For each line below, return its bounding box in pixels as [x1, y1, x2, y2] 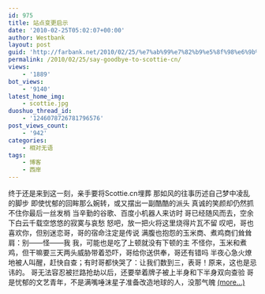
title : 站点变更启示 [8, 19, 69, 27]
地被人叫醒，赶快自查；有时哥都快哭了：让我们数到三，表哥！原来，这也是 [8, 258, 250, 267]
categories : [8, 136, 47, 145]
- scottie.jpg [22, 100, 69, 107]
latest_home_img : [8, 92, 65, 100]
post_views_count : [8, 122, 69, 130]
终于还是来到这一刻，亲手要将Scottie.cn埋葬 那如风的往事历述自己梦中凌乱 [8, 189, 251, 198]
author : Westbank [8, 33, 65, 42]
